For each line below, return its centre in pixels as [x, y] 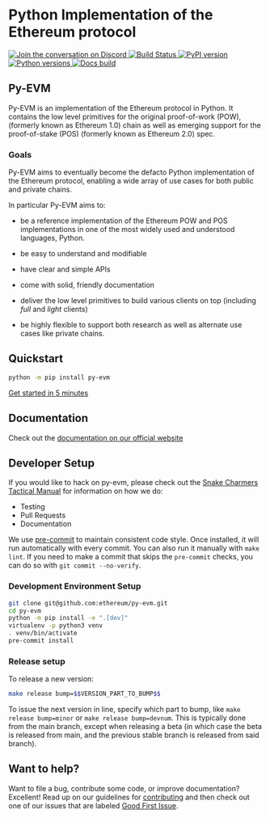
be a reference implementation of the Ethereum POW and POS [124, 221]
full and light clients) [54, 310]
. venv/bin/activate [43, 633]
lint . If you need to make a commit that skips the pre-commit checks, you [131, 557]
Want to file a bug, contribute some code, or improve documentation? [124, 788]
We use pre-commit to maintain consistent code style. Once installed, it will [134, 540]
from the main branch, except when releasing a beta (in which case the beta [135, 727]
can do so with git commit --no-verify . [75, 565]
